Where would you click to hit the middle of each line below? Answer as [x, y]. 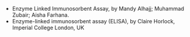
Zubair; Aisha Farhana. [40, 15]
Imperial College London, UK [48, 27]
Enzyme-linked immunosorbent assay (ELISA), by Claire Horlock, [93, 21]
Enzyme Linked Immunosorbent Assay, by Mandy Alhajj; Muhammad [98, 9]
